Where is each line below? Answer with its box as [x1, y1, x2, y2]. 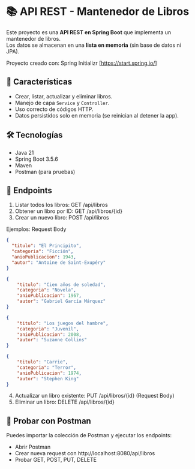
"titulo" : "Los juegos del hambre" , [17, 320, 109, 326]
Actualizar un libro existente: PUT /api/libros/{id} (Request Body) [14, 392, 175, 399]
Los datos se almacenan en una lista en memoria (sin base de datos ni [6, 41, 181, 49]
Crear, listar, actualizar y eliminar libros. [14, 92, 113, 100]
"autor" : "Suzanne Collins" [17, 337, 87, 343]
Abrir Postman [14, 443, 51, 450]
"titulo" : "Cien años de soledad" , [17, 281, 106, 288]
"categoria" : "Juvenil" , [17, 326, 79, 332]
